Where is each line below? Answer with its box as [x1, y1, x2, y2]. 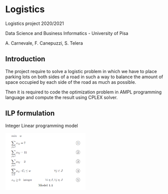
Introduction [5, 55, 46, 63]
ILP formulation [5, 109, 55, 118]
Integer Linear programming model [5, 122, 78, 128]
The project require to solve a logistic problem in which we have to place [5, 68, 157, 74]
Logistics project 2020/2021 [5, 20, 64, 26]
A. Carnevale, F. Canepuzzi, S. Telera [5, 40, 83, 46]
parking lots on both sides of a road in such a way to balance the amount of [5, 74, 163, 80]
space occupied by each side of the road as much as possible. [5, 79, 137, 85]
